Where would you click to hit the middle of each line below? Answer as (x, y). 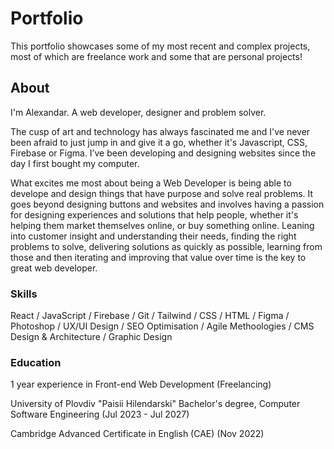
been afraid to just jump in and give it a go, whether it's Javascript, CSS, (159, 142)
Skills (24, 294)
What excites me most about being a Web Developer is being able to (151, 183)
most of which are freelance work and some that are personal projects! (156, 56)
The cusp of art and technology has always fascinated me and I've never (160, 131)
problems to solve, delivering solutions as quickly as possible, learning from (166, 246)
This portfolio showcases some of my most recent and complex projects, (160, 46)
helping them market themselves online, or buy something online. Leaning (162, 225)
